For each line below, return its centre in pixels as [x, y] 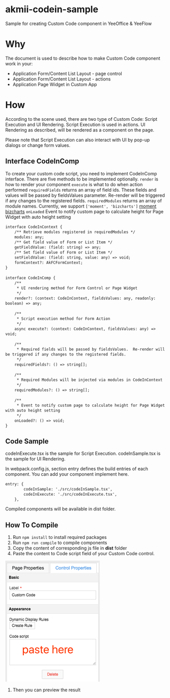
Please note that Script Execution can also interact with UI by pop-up [78, 140]
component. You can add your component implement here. [67, 474]
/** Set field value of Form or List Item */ [64, 252]
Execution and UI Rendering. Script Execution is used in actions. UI [75, 124]
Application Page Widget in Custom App [55, 84]
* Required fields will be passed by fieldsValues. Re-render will [91, 349]
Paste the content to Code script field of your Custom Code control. [83, 554]
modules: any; [29, 237]
